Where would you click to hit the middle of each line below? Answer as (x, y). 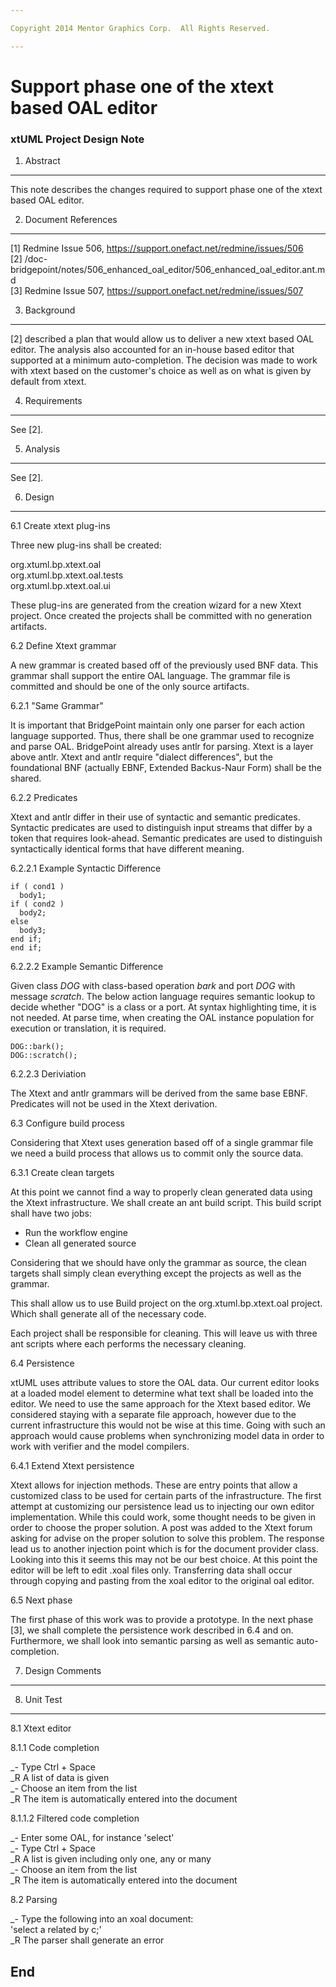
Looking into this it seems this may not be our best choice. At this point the (164, 1560)
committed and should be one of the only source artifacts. (130, 687)
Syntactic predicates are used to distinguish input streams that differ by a (161, 828)
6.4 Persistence (42, 1363)
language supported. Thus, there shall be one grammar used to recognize (162, 736)
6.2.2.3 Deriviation (48, 1074)
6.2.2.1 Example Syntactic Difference (86, 868)
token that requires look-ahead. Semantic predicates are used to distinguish (166, 838)
